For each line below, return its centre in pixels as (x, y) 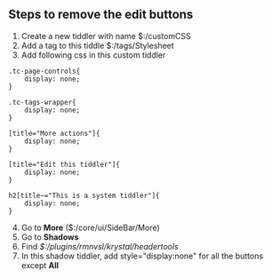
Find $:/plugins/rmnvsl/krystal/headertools (100, 246)
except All (40, 265)
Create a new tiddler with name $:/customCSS (106, 36)
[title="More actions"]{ (54, 133)
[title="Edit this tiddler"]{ (64, 164)
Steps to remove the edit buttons (101, 15)
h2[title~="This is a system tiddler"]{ (84, 195)
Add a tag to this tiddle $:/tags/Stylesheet (97, 45)
